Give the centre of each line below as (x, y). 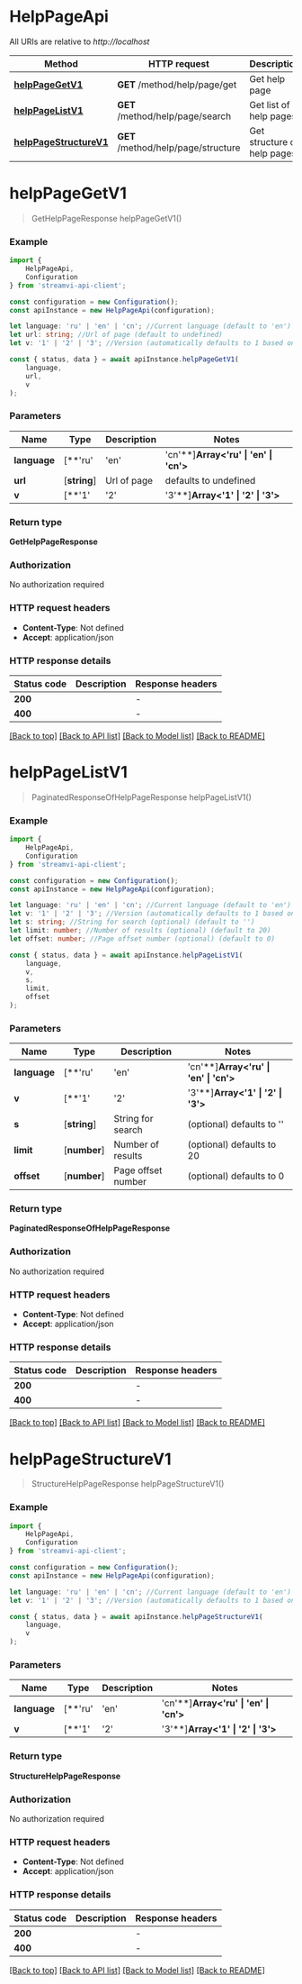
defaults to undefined (210, 480)
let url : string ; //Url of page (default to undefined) (116, 335)
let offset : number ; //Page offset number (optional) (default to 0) (142, 939)
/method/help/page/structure (179, 148)
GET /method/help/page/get (177, 85)
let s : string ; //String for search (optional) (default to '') (132, 922)
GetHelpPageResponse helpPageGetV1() (107, 218)
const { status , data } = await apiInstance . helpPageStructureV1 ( (136, 1616)
